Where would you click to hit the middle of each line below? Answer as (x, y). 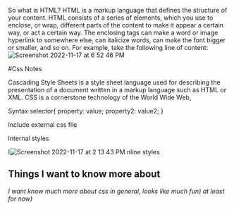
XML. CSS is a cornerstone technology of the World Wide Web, (100, 97)
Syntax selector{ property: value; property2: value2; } (86, 111)
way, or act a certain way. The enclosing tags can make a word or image (113, 32)
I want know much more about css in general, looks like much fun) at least (116, 191)
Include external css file (43, 125)
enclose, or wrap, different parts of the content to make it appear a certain (116, 25)
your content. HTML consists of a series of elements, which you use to (111, 18)
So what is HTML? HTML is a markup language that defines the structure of (118, 10)
